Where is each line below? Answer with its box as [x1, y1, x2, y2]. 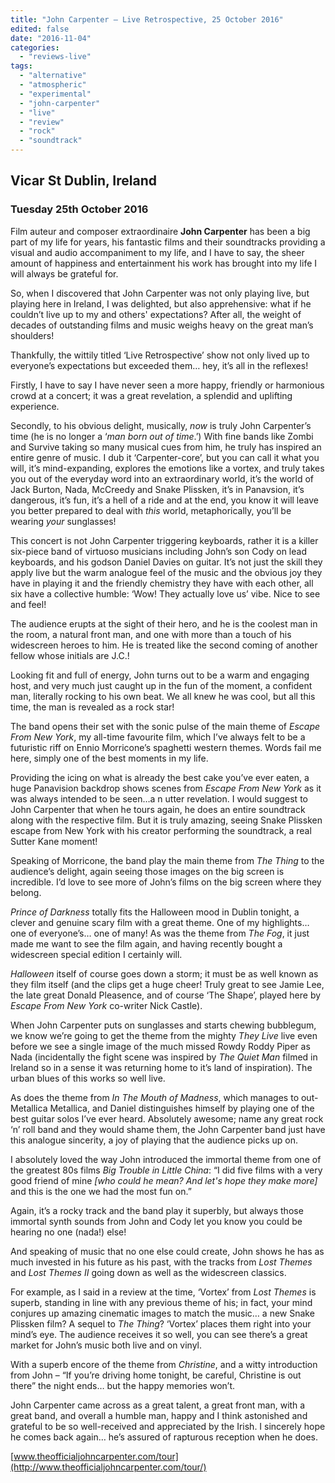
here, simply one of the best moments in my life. [10, 752, 209, 764]
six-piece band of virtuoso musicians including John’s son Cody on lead [10, 545, 307, 557]
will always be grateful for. [10, 267, 119, 280]
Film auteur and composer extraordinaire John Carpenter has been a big [10, 225, 311, 237]
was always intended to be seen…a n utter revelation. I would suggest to [10, 792, 308, 805]
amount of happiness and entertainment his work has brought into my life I [10, 257, 318, 269]
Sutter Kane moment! [10, 835, 98, 847]
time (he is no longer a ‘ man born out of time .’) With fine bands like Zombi [10, 430, 314, 442]
